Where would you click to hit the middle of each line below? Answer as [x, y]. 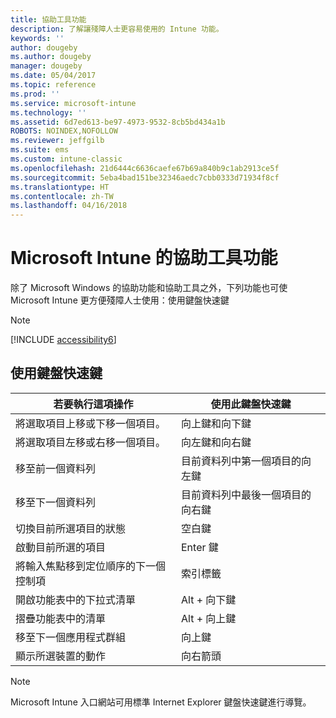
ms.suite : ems [40, 150]
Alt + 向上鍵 [208, 618]
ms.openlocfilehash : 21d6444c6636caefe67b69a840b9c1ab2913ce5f [145, 168]
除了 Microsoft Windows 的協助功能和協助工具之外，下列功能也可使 [149, 288]
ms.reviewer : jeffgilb [57, 141]
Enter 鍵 [199, 547]
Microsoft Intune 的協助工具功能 [144, 258]
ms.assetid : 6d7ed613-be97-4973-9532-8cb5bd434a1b [118, 122]
